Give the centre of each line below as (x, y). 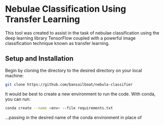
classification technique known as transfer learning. (57, 43)
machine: (14, 75)
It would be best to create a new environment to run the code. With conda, (80, 94)
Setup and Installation (39, 59)
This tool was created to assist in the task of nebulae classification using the (82, 33)
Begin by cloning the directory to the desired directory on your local (74, 70)
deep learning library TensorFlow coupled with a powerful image (70, 38)
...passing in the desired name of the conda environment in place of (73, 117)
